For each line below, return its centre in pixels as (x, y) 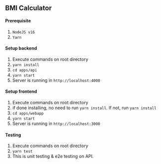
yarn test (23, 152)
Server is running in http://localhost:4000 (56, 80)
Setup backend (21, 48)
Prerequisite (18, 20)
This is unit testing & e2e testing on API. (53, 156)
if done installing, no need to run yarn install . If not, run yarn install (84, 108)
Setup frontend (21, 91)
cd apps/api (25, 70)
